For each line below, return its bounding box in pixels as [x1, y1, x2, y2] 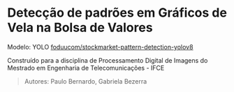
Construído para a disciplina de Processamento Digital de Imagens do [7, 56, 208, 64]
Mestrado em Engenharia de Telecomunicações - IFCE [7, 63, 165, 72]
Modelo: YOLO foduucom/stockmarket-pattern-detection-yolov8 [7, 43, 193, 51]
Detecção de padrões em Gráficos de [7, 5, 227, 21]
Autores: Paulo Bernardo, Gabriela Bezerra [24, 77, 147, 85]
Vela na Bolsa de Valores [7, 20, 153, 36]
